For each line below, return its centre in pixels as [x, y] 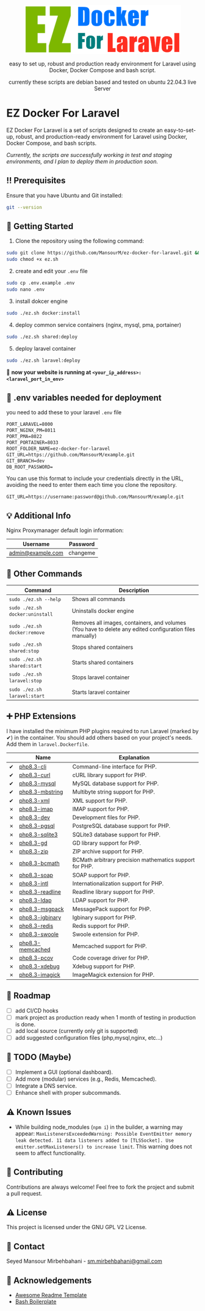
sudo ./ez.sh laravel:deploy [43, 360]
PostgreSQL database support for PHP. [121, 826]
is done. [25, 1024]
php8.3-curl [35, 775]
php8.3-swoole [39, 934]
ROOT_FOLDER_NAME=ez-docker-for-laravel [59, 449]
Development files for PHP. [106, 817]
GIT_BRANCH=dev [26, 461]
